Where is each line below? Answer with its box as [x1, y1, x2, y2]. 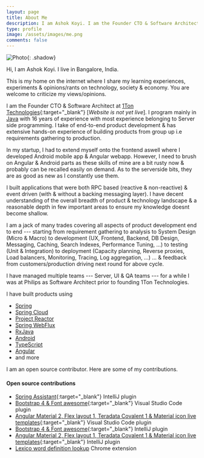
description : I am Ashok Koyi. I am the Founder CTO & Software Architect [6, 20, 200, 26]
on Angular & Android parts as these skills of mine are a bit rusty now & [6, 159, 184, 166]
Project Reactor [15, 315, 55, 322]
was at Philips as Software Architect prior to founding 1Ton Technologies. [6, 279, 189, 286]
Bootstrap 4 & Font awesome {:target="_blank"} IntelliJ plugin [15, 425, 168, 432]
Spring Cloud [15, 308, 49, 316]
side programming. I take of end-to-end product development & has [6, 122, 176, 128]
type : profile [6, 26, 42, 32]
